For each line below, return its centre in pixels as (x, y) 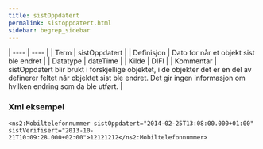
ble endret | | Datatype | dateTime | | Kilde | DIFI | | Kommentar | (112, 61)
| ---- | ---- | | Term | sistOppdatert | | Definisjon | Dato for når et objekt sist (132, 53)
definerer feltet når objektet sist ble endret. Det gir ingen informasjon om (127, 78)
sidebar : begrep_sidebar (49, 30)
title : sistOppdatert (44, 15)
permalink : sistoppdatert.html (60, 23)
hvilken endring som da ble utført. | (66, 86)
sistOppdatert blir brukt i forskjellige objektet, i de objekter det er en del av (130, 70)
